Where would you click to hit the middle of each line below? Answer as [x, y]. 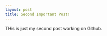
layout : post [19, 10]
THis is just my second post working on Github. [54, 28]
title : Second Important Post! [38, 14]
